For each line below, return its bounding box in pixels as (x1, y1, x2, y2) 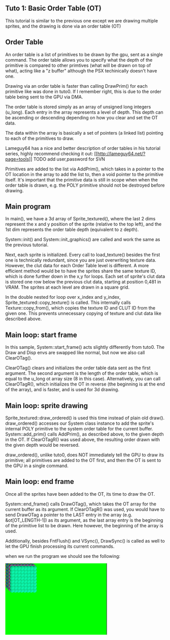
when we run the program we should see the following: (5, 553, 121, 559)
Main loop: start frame (5, 330, 78, 339)
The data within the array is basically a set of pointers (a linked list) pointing (5, 130, 163, 136)
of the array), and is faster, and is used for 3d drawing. (5, 387, 119, 393)
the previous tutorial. (5, 242, 49, 248)
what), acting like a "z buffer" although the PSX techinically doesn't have (5, 67, 157, 73)
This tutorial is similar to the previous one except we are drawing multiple (5, 17, 158, 23)
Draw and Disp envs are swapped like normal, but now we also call (5, 349, 145, 356)
